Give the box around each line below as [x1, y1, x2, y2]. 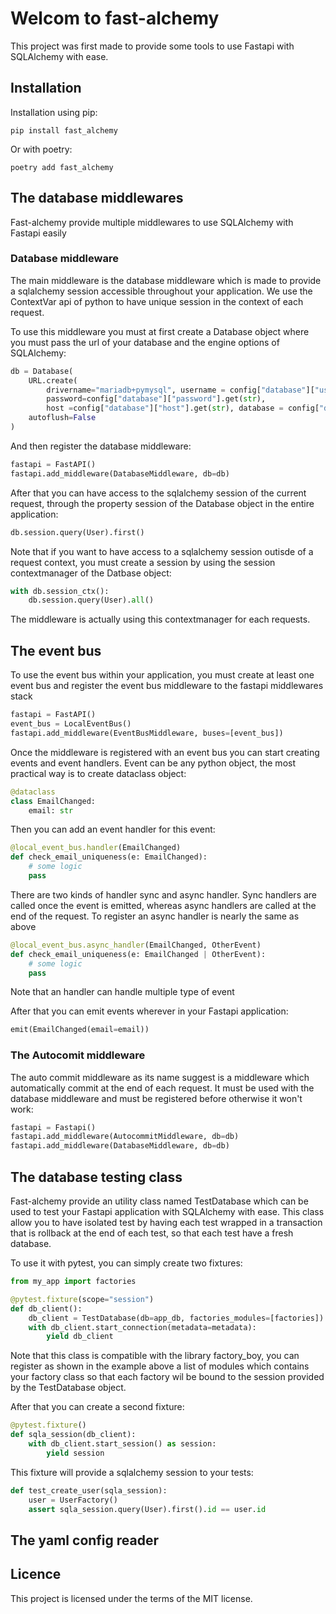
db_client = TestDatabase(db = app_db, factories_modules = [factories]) [28, 1313, 325, 1323]
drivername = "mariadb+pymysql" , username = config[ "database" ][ [46, 385, 315, 395]
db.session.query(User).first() [10, 527, 145, 537]
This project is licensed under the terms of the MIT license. [10, 1592, 253, 1604]
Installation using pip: [10, 106, 98, 118]
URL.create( [28, 375, 78, 386]
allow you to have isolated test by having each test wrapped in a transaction [10, 1217, 323, 1229]
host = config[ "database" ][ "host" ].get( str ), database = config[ [46, 403, 320, 414]
